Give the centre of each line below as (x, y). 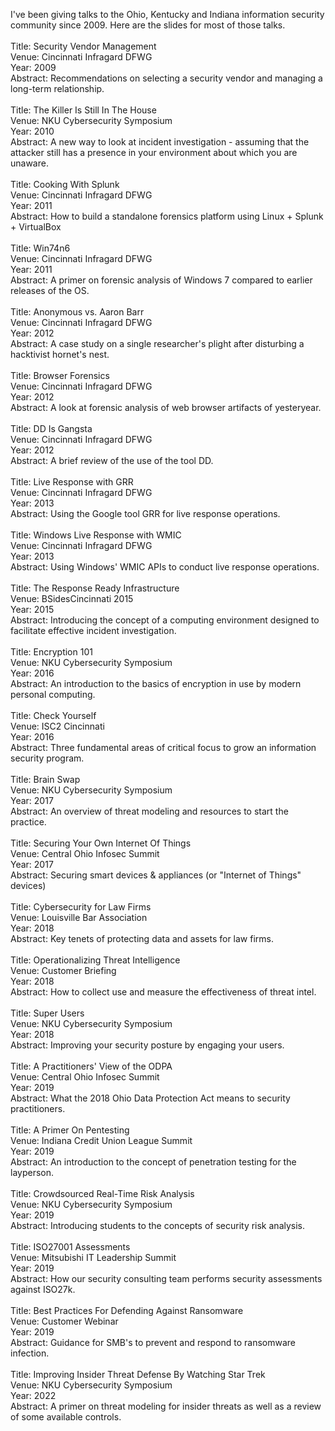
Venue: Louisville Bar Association (79, 917)
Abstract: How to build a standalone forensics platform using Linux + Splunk (167, 216)
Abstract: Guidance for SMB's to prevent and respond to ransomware (153, 1342)
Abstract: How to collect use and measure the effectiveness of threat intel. (163, 992)
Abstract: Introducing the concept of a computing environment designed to (165, 620)
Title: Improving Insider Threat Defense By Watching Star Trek (138, 1374)
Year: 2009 (33, 67)
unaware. (29, 163)
